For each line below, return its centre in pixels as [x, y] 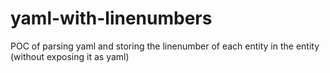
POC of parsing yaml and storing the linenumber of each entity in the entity [165, 46]
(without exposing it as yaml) [70, 56]
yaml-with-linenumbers [111, 18]
